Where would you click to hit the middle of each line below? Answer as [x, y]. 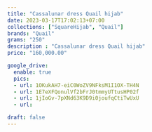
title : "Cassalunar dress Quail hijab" [65, 14]
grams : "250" [26, 40]
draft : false [26, 118]
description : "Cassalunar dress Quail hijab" [76, 46]
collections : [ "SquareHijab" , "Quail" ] [65, 27]
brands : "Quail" [31, 33]
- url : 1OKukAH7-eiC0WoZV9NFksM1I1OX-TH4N [76, 85]
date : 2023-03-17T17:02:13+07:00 [56, 20]
